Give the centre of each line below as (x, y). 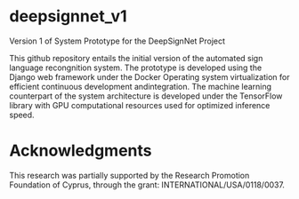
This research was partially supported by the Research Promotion (129, 175)
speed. (22, 115)
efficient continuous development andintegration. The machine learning (141, 86)
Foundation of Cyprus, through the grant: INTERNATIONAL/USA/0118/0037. (147, 185)
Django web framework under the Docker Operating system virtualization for (149, 76)
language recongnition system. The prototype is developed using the (136, 68)
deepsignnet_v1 (68, 16)
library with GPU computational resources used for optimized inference (140, 105)
